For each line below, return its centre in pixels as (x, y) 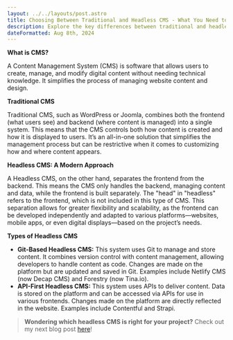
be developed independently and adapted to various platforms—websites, (113, 215)
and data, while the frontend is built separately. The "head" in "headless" (112, 193)
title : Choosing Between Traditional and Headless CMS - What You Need (113, 20)
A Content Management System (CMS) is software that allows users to (108, 66)
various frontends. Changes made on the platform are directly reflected (119, 301)
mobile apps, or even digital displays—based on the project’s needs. (105, 223)
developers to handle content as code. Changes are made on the (110, 265)
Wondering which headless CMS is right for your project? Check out (124, 322)
